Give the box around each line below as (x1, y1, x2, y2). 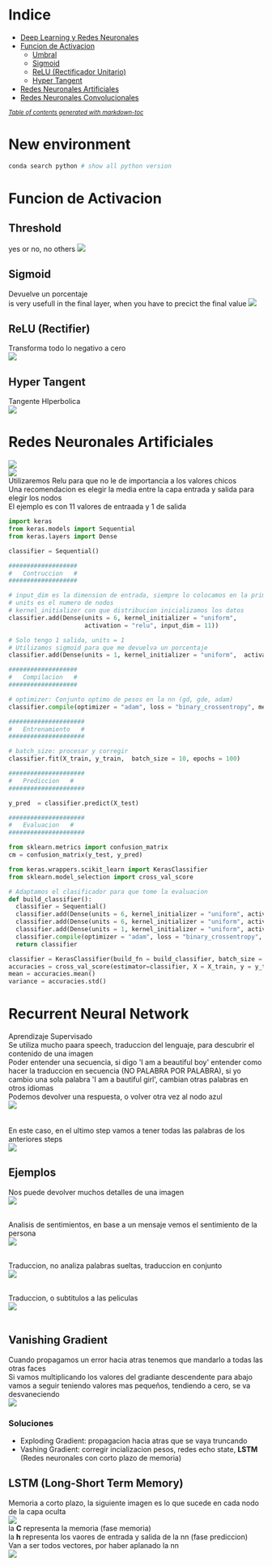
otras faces (8, 1363, 46, 1373)
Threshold (8, 221, 62, 236)
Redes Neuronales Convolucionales (19, 92, 139, 102)
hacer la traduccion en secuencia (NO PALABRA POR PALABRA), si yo (8, 1066, 241, 1076)
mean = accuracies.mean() (8, 970, 96, 978)
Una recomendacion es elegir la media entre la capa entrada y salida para (8, 484, 255, 495)
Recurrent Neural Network (8, 1005, 189, 1023)
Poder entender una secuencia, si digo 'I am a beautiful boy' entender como (8, 1057, 262, 1067)
